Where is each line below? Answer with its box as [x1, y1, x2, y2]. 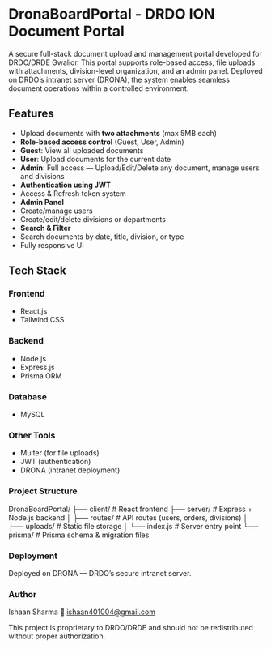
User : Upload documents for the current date [19, 154, 171, 164]
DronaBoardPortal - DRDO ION [8, 5, 215, 23]
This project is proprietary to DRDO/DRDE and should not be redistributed [8, 623, 253, 633]
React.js [19, 306, 48, 316]
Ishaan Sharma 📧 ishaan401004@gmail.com [8, 607, 156, 617]
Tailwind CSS [19, 315, 65, 325]
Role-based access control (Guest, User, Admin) [19, 137, 184, 147]
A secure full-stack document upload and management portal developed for [8, 49, 263, 58]
